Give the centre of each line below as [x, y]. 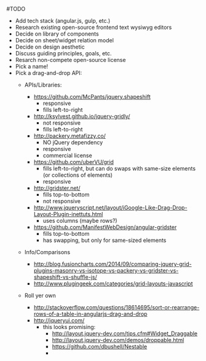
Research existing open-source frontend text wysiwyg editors [93, 27]
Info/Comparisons [47, 252]
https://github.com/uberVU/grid [73, 162]
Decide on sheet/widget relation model [64, 40]
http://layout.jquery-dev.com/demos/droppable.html [118, 340]
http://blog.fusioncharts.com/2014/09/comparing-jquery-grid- [113, 264]
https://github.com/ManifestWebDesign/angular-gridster [105, 227]
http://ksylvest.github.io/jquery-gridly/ [82, 116]
